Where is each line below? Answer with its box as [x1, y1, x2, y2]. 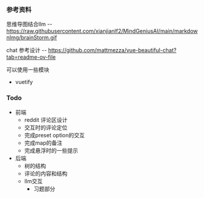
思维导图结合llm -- [6, 20, 53, 28]
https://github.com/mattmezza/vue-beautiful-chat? [48, 47, 177, 54]
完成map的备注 [24, 139, 63, 147]
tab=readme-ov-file [6, 53, 56, 61]
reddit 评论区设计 [24, 116, 68, 123]
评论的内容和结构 [24, 170, 68, 177]
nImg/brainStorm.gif [6, 34, 57, 41]
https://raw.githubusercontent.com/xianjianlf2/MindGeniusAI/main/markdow [6, 28, 199, 35]
